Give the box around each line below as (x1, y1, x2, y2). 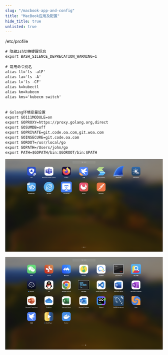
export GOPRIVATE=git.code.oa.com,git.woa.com (5, 130, 104, 135)
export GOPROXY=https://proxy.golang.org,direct (5, 120, 108, 125)
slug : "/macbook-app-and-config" (5, 8, 75, 13)
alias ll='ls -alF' (5, 69, 46, 75)
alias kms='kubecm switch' (5, 94, 61, 100)
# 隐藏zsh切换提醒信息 (5, 49, 46, 54)
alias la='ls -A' (5, 74, 41, 80)
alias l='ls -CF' (5, 79, 41, 85)
